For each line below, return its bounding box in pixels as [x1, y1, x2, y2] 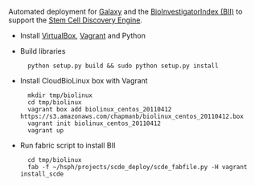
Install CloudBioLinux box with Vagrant [19, 76, 148, 85]
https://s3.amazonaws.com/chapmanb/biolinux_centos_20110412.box [19, 112, 244, 120]
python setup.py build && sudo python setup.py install [27, 62, 219, 70]
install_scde [19, 170, 64, 178]
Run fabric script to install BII [19, 140, 116, 150]
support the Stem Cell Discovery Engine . [8, 15, 143, 25]
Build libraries [19, 46, 66, 55]
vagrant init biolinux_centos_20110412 [27, 119, 161, 127]
